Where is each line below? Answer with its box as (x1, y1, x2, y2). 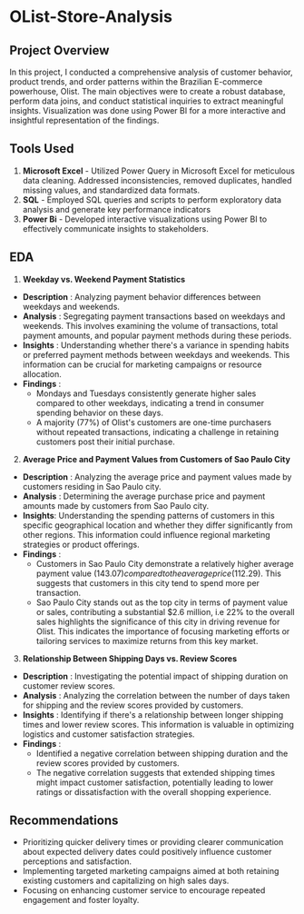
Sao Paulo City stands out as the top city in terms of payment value (35, 597, 289, 608)
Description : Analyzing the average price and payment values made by (22, 471, 292, 482)
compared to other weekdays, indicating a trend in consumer (35, 397, 265, 408)
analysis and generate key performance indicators (22, 204, 211, 214)
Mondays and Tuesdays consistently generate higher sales (35, 388, 257, 399)
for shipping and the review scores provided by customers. (22, 700, 243, 710)
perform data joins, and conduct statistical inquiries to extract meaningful (9, 95, 284, 106)
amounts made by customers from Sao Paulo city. (22, 500, 210, 511)
